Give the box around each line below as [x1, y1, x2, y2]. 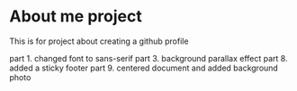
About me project [9, 6, 142, 27]
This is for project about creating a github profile [9, 36, 189, 46]
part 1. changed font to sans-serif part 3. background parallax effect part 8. [9, 53, 288, 63]
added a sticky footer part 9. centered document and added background [9, 62, 279, 73]
